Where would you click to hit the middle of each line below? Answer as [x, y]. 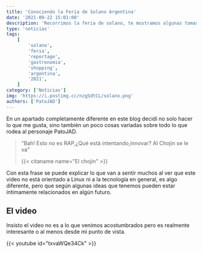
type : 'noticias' [28, 29]
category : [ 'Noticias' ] [36, 90]
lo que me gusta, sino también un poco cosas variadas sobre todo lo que [97, 125]
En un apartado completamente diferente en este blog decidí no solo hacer [99, 119]
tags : [13, 34]
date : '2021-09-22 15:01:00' [43, 17]
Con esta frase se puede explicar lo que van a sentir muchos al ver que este [101, 173]
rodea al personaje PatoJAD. [42, 131]
